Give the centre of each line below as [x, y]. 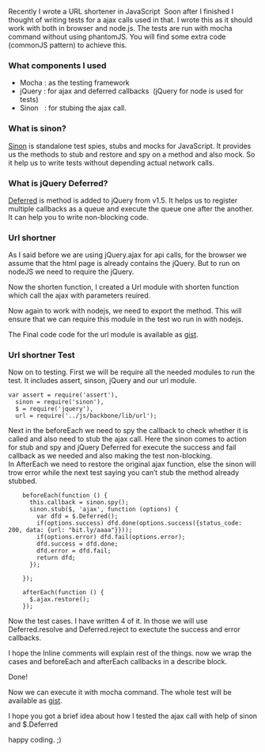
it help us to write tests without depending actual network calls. [112, 162]
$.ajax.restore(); [59, 600]
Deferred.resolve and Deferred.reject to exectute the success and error [125, 629]
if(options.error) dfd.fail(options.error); [111, 537]
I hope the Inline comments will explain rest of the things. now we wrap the [130, 653]
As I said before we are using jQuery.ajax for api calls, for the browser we [127, 255]
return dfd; [57, 558]
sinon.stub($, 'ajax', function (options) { [104, 510]
